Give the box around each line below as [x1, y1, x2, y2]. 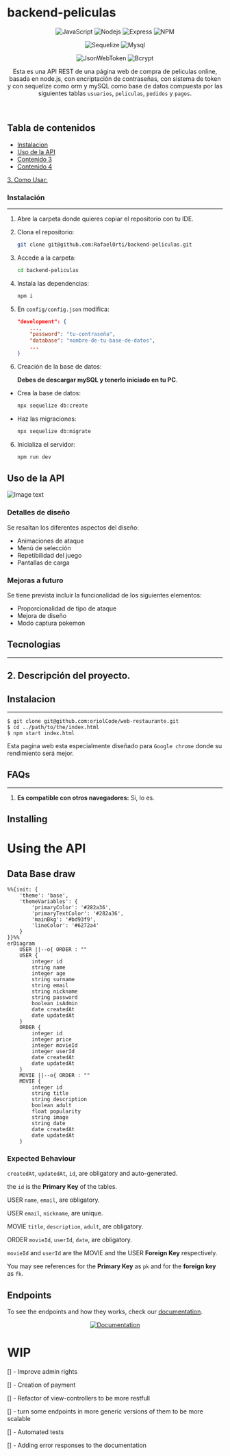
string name [31, 964, 66, 971]
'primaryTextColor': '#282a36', [31, 910, 125, 917]
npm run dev [16, 454, 51, 460]
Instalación [7, 193, 45, 202]
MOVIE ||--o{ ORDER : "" [19, 1072, 90, 1079]
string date [31, 1120, 66, 1127]
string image [31, 1114, 69, 1121]
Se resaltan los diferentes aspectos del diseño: [7, 523, 139, 532]
